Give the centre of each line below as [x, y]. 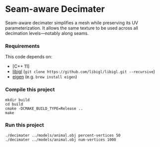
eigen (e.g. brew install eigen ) [45, 77]
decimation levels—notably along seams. [47, 33]
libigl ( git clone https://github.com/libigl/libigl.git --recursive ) [83, 72]
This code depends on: [29, 57]
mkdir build [17, 100]
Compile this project [30, 90]
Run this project [25, 125]
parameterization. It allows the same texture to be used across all [72, 28]
